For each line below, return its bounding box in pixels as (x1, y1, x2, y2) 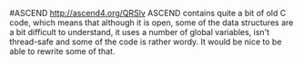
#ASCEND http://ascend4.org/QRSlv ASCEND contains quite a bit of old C (9, 8, 287, 18)
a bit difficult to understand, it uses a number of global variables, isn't (9, 27, 270, 37)
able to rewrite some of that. (9, 46, 116, 57)
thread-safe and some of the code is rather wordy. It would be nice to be (9, 36, 282, 47)
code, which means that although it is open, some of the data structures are (9, 17, 294, 28)
